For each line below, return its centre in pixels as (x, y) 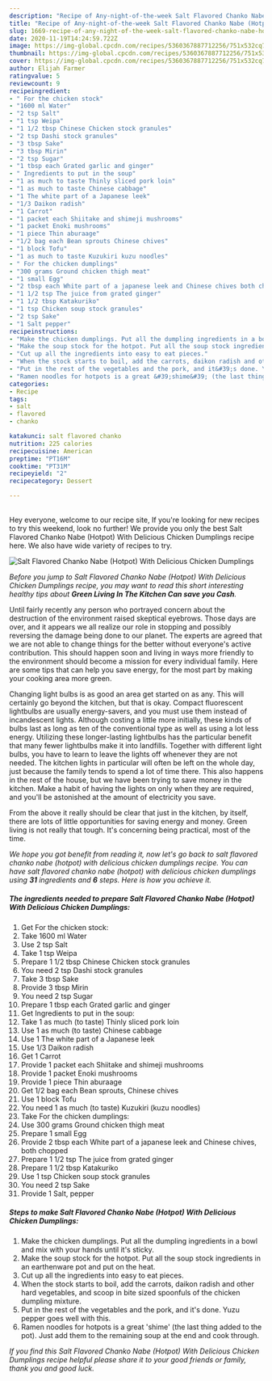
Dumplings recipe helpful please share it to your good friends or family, (128, 1359)
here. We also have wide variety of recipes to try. (91, 545)
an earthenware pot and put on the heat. (88, 1266)
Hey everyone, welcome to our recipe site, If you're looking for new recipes (134, 520)
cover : (20, 61)
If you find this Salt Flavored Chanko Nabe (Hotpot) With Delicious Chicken (134, 1351)
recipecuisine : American (51, 451)
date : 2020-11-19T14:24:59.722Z (63, 38)
